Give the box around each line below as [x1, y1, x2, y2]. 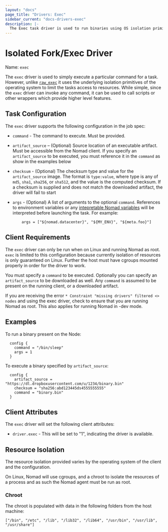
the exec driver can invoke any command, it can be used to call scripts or [5, 90, 155, 96]
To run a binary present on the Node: [5, 331, 81, 337]
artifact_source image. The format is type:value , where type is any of [12, 173, 158, 180]
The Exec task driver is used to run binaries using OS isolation [9, 26, 151, 31]
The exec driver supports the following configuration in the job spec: [5, 123, 146, 129]
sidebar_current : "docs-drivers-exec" [5, 17, 86, 22]
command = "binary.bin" [14, 390, 64, 395]
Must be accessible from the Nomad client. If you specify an [12, 147, 137, 153]
